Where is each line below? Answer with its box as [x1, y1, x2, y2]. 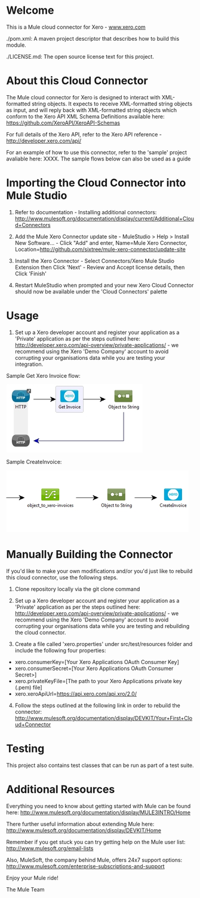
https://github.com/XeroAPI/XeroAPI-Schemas [6, 119, 121, 126]
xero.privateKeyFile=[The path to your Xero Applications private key [14, 677, 182, 684]
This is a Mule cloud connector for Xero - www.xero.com [6, 23, 146, 31]
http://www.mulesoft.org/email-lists [6, 845, 94, 852]
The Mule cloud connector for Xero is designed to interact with [6, 93, 161, 101]
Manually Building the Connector [6, 547, 173, 561]
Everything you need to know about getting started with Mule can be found [6, 802, 191, 809]
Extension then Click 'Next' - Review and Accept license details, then [14, 263, 185, 271]
